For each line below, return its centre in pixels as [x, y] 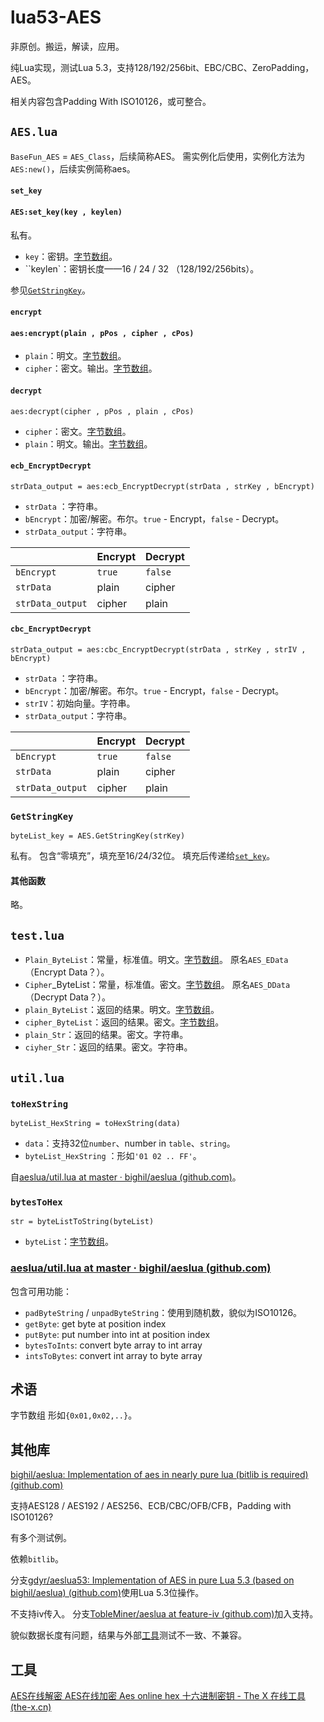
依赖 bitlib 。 [37, 1559]
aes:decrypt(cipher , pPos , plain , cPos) [102, 411]
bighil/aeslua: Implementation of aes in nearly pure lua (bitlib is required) [159, 1475]
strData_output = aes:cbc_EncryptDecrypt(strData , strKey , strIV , [158, 649]
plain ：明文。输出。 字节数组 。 [88, 443]
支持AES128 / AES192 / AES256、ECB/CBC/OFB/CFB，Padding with [151, 1506]
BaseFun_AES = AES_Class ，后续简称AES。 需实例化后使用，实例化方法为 [158, 156]
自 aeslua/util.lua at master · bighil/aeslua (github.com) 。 [126, 1177]
